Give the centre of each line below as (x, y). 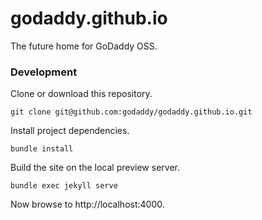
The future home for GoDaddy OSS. (84, 46)
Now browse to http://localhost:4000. (87, 204)
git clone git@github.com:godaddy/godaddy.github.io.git (131, 112)
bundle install (42, 149)
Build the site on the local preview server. (95, 168)
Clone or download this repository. (81, 94)
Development (44, 72)
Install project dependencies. (70, 131)
